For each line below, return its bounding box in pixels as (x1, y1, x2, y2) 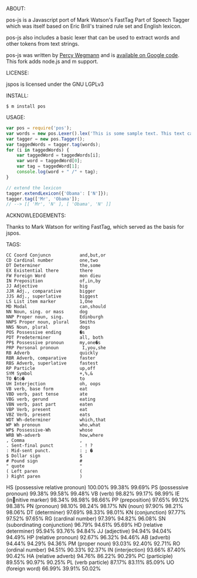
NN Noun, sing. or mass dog (6, 309, 88, 315)
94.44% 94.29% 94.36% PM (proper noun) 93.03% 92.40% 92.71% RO (6, 540, 181, 547)
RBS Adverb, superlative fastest (6, 360, 98, 366)
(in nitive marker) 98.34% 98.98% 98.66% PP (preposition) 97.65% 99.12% (6, 496, 189, 503)
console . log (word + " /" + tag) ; (16, 169, 98, 175)
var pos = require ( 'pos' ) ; (6, 125, 72, 131)
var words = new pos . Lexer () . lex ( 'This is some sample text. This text (6, 131, 185, 136)
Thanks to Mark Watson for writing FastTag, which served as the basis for (6, 223, 185, 230)
